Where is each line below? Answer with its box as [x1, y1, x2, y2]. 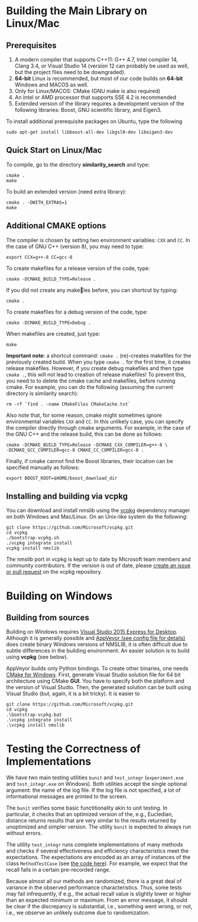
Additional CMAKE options [6, 221, 106, 231]
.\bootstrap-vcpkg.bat [6, 712, 62, 718]
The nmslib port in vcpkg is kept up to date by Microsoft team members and [6, 555, 191, 563]
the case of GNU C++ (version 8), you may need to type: [6, 243, 144, 250]
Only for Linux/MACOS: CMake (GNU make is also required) [14, 88, 161, 94]
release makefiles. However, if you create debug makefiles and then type [6, 364, 184, 371]
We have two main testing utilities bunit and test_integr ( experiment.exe [6, 774, 184, 781]
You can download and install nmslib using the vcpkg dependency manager [6, 507, 190, 514]
